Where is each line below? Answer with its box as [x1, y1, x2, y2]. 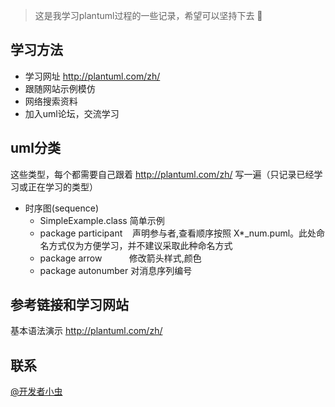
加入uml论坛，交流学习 [24, 107, 120, 119]
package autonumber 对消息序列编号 [39, 264, 193, 276]
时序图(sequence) [24, 202, 100, 214]
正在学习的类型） [27, 180, 98, 193]
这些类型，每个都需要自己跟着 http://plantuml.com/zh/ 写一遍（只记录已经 [10, 168, 315, 180]
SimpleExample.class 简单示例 [39, 214, 165, 226]
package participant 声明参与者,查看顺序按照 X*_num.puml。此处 [39, 227, 317, 239]
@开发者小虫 [10, 385, 63, 398]
